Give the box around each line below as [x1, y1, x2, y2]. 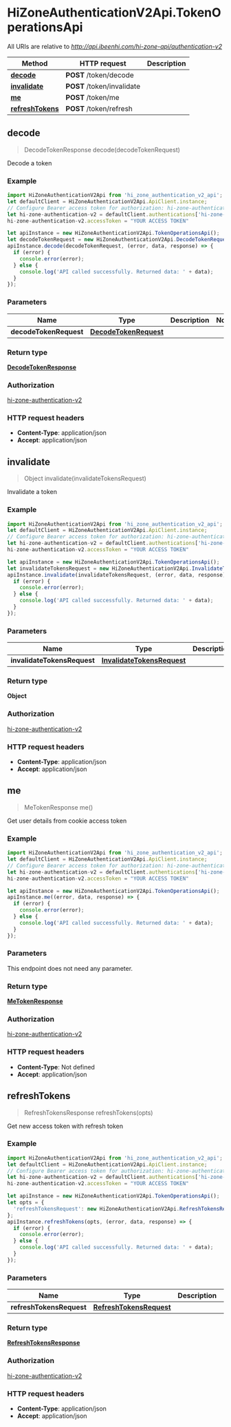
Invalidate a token [7, 488, 57, 496]
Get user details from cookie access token [7, 817, 127, 825]
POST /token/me [65, 92, 120, 102]
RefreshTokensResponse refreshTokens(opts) [23, 1108, 153, 1117]
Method [21, 59, 48, 68]
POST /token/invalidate [65, 81, 141, 91]
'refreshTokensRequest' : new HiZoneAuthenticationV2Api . [13, 1205, 180, 1212]
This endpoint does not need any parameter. [7, 964, 133, 972]
